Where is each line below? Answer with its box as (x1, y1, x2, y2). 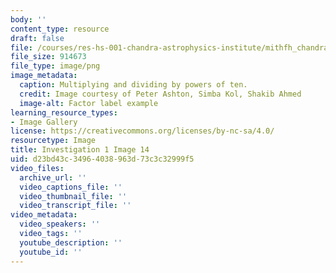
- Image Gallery (10, 117, 78, 127)
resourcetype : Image (10, 136, 97, 146)
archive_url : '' (19, 172, 87, 183)
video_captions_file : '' (19, 182, 123, 192)
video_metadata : (10, 210, 78, 220)
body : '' (10, 14, 47, 25)
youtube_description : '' (19, 237, 123, 248)
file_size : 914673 (10, 52, 87, 62)
